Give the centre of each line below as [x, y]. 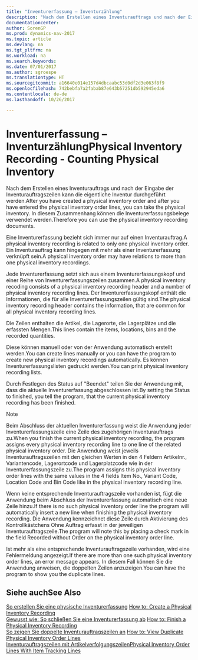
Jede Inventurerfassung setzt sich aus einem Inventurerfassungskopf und [96, 274]
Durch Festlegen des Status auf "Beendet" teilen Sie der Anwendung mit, [95, 384]
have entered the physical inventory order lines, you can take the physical [96, 207]
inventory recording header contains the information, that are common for [96, 305]
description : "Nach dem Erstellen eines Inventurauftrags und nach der [96, 17]
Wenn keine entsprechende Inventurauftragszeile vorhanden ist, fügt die [94, 493]
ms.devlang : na [25, 45]
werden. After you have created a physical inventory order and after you [93, 200]
